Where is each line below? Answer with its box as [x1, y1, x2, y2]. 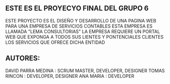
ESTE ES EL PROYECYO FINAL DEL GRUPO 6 [5, 4, 149, 13]
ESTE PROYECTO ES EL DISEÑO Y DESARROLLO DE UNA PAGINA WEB [5, 17, 157, 23]
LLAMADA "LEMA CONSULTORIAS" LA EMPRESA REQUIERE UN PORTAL [5, 28, 160, 35]
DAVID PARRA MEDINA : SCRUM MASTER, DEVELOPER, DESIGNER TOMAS [5, 67, 165, 73]
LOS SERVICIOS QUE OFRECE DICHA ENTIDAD [5, 39, 105, 45]
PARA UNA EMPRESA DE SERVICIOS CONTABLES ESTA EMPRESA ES [5, 23, 153, 29]
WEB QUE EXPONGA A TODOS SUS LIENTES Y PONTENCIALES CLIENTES [5, 34, 164, 40]
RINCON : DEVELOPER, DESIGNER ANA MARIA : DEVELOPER [5, 73, 135, 79]
